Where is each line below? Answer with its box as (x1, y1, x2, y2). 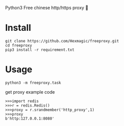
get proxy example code (5, 89, 55, 95)
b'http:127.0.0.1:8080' (5, 116, 55, 121)
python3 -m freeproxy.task (5, 80, 61, 85)
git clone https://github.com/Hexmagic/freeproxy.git (5, 38, 120, 43)
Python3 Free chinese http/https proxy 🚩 (5, 5, 89, 10)
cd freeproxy (5, 43, 32, 48)
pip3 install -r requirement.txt (5, 47, 75, 52)
